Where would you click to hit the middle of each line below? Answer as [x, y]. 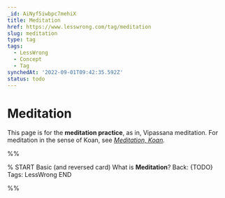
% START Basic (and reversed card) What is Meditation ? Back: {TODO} [110, 167]
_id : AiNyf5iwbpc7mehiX [42, 14]
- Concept [28, 59]
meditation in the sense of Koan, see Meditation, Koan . [86, 140]
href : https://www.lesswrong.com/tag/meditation [79, 27]
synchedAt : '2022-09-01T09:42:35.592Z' [65, 72]
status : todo [26, 79]
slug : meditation [32, 33]
